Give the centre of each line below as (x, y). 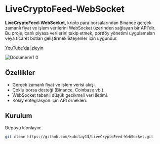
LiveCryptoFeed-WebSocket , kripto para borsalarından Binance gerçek (78, 23)
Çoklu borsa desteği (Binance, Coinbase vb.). (58, 90)
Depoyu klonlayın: (23, 128)
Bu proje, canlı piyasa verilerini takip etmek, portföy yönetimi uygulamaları (80, 33)
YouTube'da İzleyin (24, 48)
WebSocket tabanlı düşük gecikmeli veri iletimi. (60, 95)
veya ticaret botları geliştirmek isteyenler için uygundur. (61, 38)
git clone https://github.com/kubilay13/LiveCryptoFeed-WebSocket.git (79, 137)
